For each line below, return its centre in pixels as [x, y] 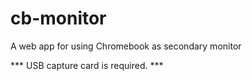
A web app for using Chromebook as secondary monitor [126, 46]
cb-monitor [58, 18]
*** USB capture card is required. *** [87, 65]
